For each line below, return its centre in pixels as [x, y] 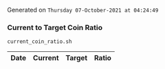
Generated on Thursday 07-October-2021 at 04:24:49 [83, 10]
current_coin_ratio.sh [40, 42]
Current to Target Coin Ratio [55, 27]
